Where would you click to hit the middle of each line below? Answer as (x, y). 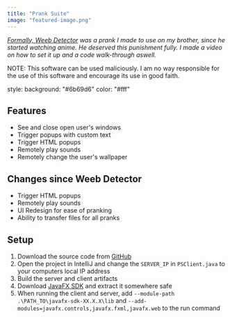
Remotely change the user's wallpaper (72, 157)
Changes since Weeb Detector (75, 179)
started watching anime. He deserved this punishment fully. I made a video (115, 47)
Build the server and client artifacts (67, 278)
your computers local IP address (64, 271)
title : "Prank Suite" (39, 14)
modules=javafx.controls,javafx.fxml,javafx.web (89, 309)
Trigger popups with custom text (64, 135)
